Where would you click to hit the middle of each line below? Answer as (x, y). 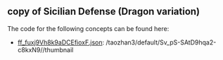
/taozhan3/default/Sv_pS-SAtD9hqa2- (161, 42)
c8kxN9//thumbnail (45, 49)
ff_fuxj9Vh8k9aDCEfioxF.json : (61, 42)
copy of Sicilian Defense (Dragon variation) (104, 12)
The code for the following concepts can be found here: (88, 28)
